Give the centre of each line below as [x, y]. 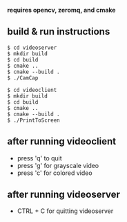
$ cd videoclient [32, 90]
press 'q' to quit [39, 158]
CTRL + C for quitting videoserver [65, 211]
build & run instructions [59, 31]
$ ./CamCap [23, 78]
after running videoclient [61, 141]
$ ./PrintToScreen [33, 120]
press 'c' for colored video [55, 173]
